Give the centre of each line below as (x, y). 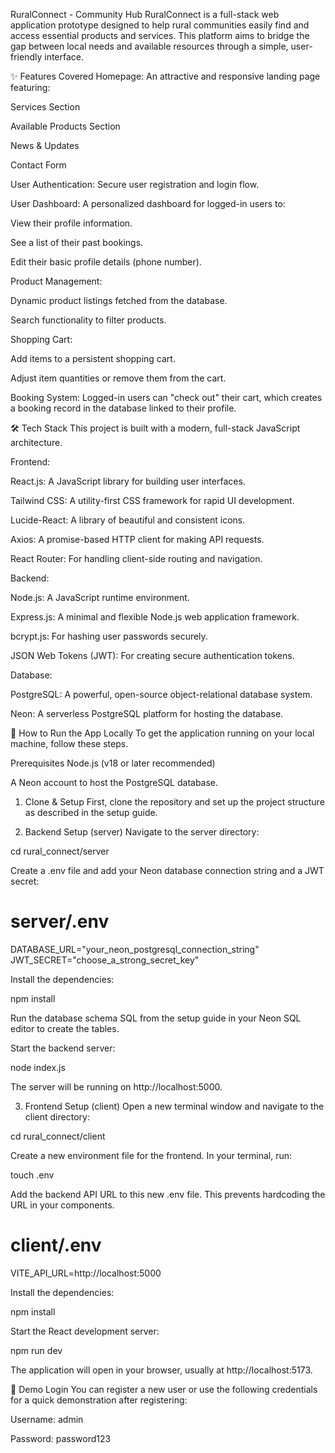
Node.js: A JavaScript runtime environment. (100, 597)
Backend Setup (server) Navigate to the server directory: (142, 832)
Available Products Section (65, 126)
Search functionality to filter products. (88, 320)
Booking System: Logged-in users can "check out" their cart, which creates (166, 397)
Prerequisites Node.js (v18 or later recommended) (113, 763)
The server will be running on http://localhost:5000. (116, 1086)
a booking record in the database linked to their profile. (123, 408)
